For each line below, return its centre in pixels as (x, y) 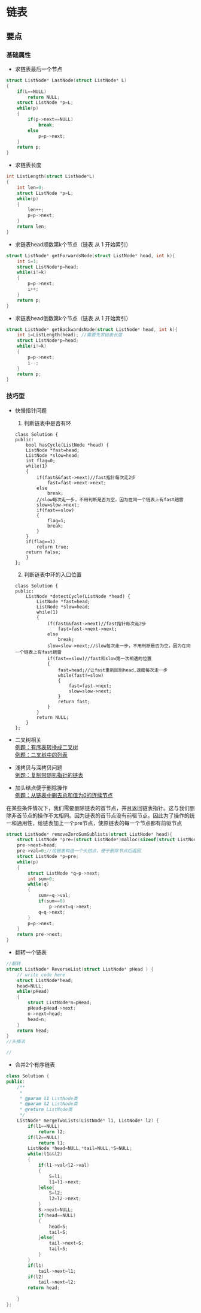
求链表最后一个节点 (39, 69)
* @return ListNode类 (46, 1110)
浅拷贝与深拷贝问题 (39, 767)
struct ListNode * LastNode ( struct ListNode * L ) (67, 80)
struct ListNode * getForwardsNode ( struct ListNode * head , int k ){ (91, 255)
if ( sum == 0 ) (52, 901)
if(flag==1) (41, 541)
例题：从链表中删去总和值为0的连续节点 (64, 795)
